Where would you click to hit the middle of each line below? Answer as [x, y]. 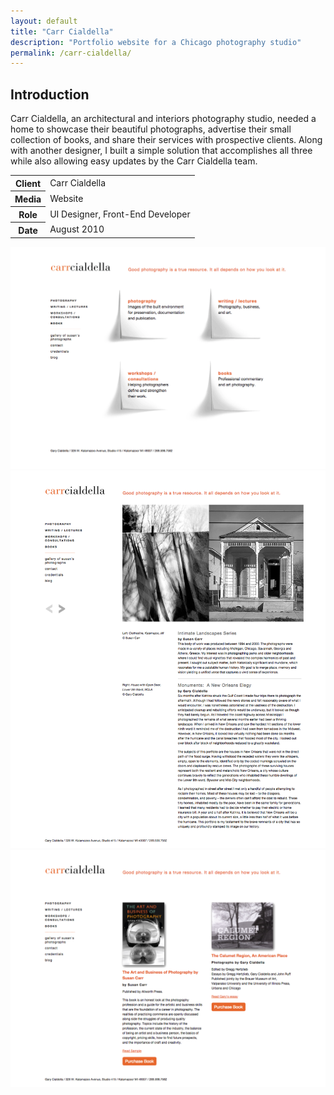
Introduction [50, 94]
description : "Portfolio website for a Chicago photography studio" [156, 42]
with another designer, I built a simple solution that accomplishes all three [161, 151]
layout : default [44, 21]
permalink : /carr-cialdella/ [71, 53]
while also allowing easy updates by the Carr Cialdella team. [134, 161]
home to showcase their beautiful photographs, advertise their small [151, 129]
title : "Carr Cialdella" [62, 31]
